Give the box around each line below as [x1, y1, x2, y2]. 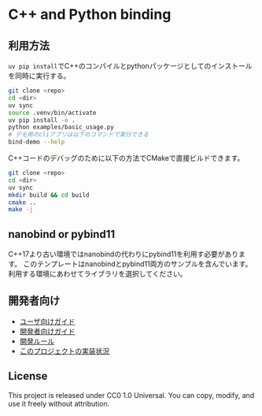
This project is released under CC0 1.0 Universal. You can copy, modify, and [8, 390, 255, 399]
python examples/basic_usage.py [8, 124, 114, 132]
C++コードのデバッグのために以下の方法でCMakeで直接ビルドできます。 [8, 154, 245, 162]
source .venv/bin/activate [8, 109, 97, 117]
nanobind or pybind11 [8, 227, 116, 241]
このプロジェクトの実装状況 [19, 346, 110, 355]
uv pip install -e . [8, 116, 76, 124]
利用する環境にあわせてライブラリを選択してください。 [8, 269, 187, 279]
